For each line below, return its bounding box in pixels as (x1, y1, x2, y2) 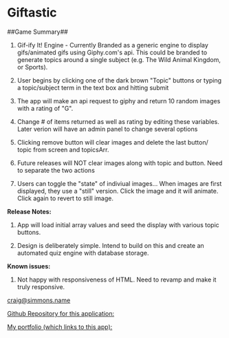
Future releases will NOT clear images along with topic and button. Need (17, 158, 223, 167)
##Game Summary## (7, 28, 69, 36)
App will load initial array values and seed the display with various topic (17, 220, 220, 229)
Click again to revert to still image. (17, 194, 113, 202)
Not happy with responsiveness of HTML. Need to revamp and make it (17, 275, 217, 284)
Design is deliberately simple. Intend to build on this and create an (17, 241, 204, 249)
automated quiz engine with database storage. (17, 249, 149, 257)
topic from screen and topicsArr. (17, 145, 109, 154)
